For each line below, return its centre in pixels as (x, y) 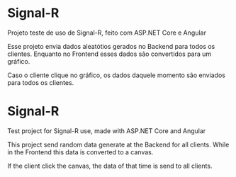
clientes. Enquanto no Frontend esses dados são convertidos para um (109, 54)
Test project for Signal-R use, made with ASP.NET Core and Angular (107, 131)
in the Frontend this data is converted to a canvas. (80, 152)
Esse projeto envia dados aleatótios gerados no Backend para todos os (111, 46)
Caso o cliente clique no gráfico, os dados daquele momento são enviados (116, 75)
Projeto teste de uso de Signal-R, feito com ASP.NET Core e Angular (107, 33)
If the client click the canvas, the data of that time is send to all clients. (110, 166)
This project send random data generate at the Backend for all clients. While (118, 144)
